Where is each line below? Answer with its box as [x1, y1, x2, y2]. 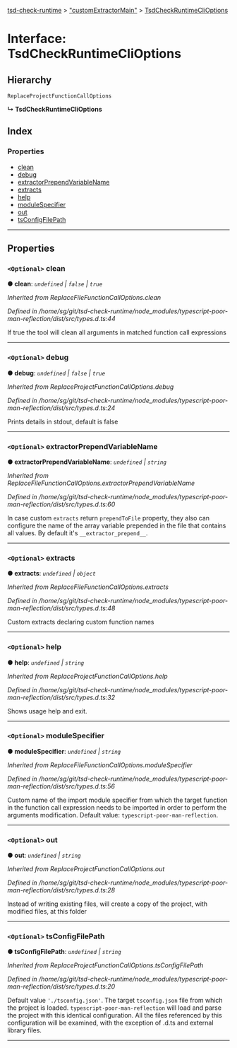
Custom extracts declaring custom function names [7, 618, 154, 627]
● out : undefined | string [7, 851, 81, 860]
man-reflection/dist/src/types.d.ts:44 [7, 315, 116, 323]
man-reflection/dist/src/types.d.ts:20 [7, 982, 116, 991]
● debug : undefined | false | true [7, 368, 106, 377]
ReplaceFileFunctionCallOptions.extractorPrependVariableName [7, 479, 195, 487]
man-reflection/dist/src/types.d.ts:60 [7, 500, 116, 508]
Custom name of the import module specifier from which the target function [7, 796, 228, 804]
